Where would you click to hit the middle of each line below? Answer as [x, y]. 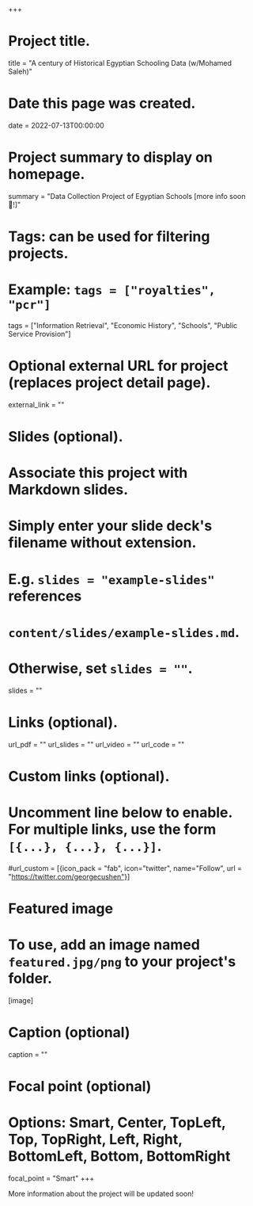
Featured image [60, 909]
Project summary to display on [111, 157]
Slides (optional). [66, 437]
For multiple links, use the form [112, 830]
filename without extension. [102, 543]
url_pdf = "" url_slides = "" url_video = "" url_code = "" [96, 744]
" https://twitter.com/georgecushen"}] [69, 876]
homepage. [47, 174]
